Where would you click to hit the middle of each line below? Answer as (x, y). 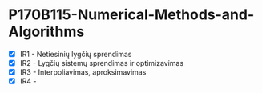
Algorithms (46, 32)
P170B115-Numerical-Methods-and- (131, 15)
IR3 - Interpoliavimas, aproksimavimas (83, 72)
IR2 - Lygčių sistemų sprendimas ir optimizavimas (102, 63)
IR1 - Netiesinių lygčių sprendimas (76, 54)
